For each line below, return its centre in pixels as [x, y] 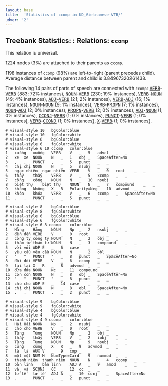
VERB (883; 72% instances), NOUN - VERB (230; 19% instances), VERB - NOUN [84, 94]
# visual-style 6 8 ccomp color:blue [49, 225]
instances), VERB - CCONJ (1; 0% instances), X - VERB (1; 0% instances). [79, 121]
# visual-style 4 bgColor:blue [42, 311]
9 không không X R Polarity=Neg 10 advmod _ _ [76, 189]
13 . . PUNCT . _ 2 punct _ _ [57, 378]
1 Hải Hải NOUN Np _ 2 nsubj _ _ [57, 324]
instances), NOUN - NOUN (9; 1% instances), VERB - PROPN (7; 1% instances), [82, 105]
